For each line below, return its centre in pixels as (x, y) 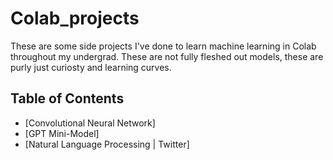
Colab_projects (75, 18)
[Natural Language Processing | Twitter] (107, 144)
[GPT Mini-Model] (62, 133)
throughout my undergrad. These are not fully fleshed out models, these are (167, 56)
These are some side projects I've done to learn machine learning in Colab (163, 46)
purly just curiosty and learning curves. (91, 67)
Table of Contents (67, 98)
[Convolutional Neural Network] (90, 123)
